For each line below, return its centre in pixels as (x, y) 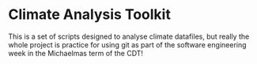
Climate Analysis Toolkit (90, 15)
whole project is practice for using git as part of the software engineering (127, 44)
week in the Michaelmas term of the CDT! (76, 53)
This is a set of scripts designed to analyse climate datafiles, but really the (129, 36)
